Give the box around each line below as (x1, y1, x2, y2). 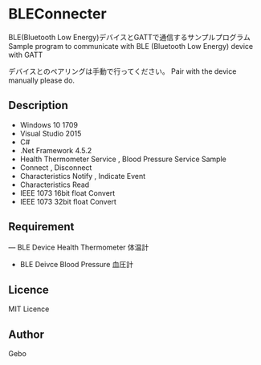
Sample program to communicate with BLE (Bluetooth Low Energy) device (8, 41, 254, 51)
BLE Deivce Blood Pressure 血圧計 (19, 259, 134, 269)
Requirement (8, 220, 75, 233)
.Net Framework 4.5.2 (19, 145, 92, 155)
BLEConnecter (8, 5, 107, 23)
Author (8, 327, 44, 341)
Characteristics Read (19, 180, 90, 189)
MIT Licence (8, 304, 50, 314)
